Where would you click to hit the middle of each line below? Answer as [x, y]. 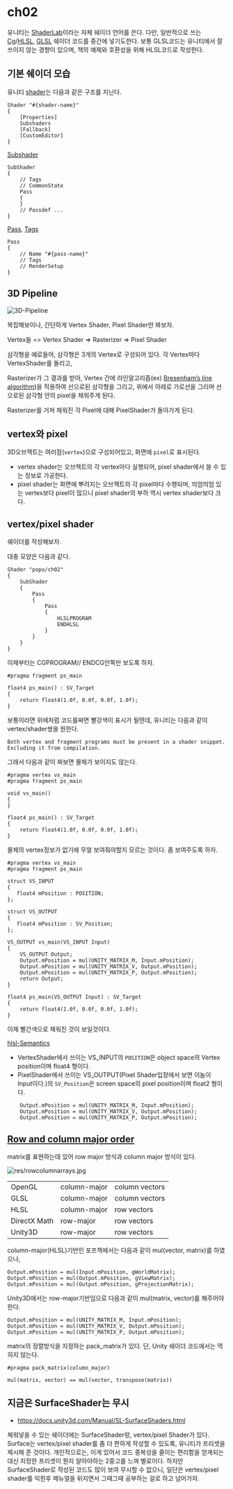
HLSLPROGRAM [74, 618]
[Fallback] [35, 130]
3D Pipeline [32, 294]
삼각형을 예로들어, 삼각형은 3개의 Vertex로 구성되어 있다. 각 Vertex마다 [104, 354]
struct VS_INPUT [31, 882]
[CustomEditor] [42, 135]
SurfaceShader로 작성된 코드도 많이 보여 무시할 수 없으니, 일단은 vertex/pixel [113, 1469]
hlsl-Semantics [29, 1043]
